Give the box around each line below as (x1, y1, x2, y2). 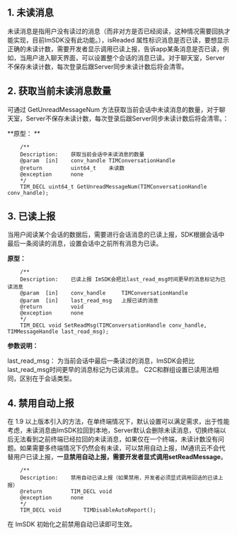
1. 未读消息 (7, 6, 54, 19)
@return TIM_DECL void (20, 488, 112, 495)
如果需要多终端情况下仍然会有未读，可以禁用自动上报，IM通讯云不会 (19, 444, 219, 452)
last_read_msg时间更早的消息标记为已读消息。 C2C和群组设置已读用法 (7, 366, 213, 374)
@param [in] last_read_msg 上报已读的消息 (20, 297, 158, 305)
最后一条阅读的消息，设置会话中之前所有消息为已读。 (7, 240, 163, 248)
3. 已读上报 (7, 210, 56, 223)
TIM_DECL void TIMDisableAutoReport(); (20, 507, 157, 514)
